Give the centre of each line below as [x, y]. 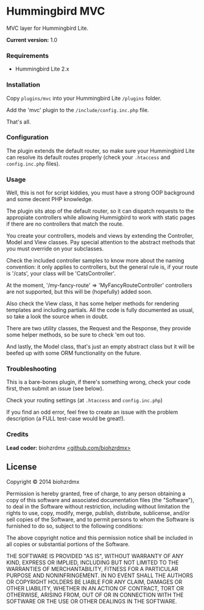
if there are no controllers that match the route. [65, 224]
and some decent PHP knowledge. [50, 199]
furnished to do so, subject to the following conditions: [75, 526]
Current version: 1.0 [32, 40]
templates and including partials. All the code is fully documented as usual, [100, 310]
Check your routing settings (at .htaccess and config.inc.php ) [85, 400]
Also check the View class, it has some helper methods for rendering [93, 303]
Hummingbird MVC [56, 11]
